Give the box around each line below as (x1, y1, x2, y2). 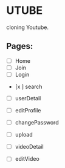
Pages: (6, 41, 33, 51)
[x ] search (15, 83, 43, 90)
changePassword (15, 119, 59, 126)
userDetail (15, 94, 41, 102)
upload (15, 131, 33, 138)
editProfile (15, 107, 41, 114)
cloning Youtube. (6, 24, 49, 31)
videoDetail (15, 143, 44, 150)
